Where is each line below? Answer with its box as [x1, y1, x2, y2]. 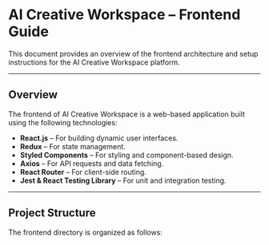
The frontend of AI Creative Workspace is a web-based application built [8, 109, 246, 119]
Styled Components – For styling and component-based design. [19, 150, 234, 160]
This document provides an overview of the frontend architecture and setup [8, 49, 259, 58]
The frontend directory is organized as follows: [8, 227, 163, 237]
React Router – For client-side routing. [19, 167, 147, 176]
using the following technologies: [8, 117, 118, 127]
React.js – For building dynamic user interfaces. [19, 133, 179, 143]
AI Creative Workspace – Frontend [8, 6, 241, 24]
